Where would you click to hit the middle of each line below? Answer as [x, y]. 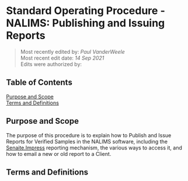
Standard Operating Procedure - [86, 11]
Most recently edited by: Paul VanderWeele [73, 51]
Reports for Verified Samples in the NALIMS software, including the [87, 141]
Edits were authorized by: [51, 64]
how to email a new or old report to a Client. [59, 154]
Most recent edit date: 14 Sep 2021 [62, 58]
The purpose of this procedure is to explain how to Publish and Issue [89, 135]
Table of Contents [39, 83]
